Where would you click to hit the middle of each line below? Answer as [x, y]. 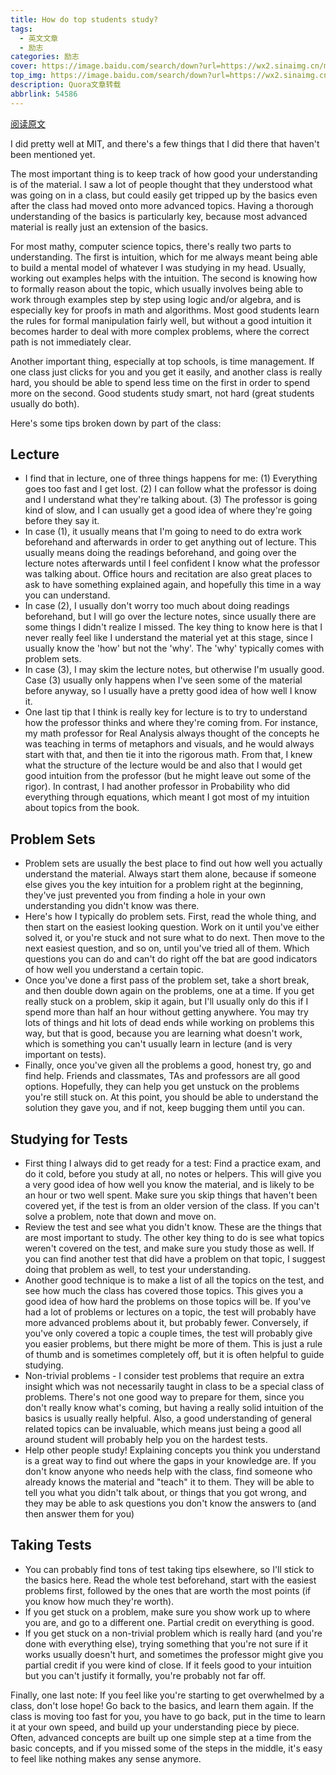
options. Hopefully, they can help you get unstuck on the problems [162, 1087]
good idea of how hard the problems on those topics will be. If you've [168, 1302]
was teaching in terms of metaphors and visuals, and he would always [169, 744]
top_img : [28, 76]
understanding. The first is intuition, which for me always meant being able [164, 257]
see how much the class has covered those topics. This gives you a [164, 1291]
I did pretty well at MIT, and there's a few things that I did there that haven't [165, 143]
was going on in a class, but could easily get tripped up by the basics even [164, 195]
